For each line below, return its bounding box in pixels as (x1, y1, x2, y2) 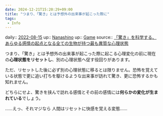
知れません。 (5, 79, 31, 85)
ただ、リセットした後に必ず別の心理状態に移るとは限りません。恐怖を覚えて (5, 67, 158, 73)
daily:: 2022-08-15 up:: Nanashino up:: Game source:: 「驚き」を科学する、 (5, 34, 157, 40)
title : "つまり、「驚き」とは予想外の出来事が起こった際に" (5, 12, 109, 16)
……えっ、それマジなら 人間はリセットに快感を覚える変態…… (5, 106, 127, 112)
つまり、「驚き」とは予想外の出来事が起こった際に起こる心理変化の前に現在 (5, 51, 156, 57)
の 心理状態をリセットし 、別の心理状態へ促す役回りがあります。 (5, 57, 133, 63)
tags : (5, 16, 16, 21)
